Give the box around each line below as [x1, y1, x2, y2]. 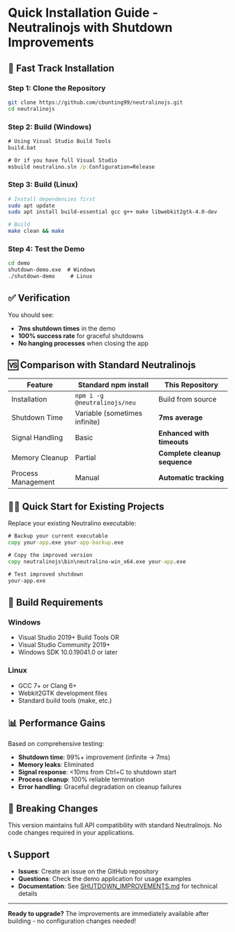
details [17, 889, 38, 898]
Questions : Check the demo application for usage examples [17, 875, 192, 883]
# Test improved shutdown [8, 570, 83, 578]
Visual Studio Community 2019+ [17, 641, 111, 649]
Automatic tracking [158, 473, 225, 482]
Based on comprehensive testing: [8, 739, 105, 747]
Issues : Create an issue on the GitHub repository [17, 867, 159, 876]
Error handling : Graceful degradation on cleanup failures [17, 782, 182, 790]
